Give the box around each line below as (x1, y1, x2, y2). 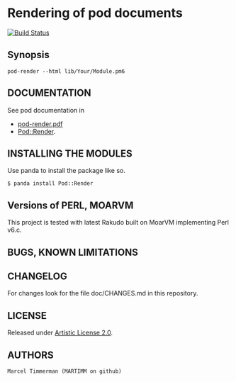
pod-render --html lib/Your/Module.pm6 (7, 67, 125, 75)
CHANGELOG (7, 270, 67, 282)
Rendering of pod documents (7, 5, 183, 21)
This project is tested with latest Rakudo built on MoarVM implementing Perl (7, 218, 229, 227)
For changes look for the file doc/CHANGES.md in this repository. (7, 289, 198, 298)
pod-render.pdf (17, 119, 63, 128)
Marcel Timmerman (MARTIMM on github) (7, 368, 122, 375)
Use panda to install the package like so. (7, 167, 125, 175)
